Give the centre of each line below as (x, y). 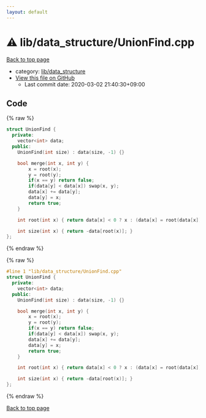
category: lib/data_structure (50, 71)
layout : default (27, 12)
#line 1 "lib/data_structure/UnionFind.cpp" (64, 272)
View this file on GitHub (45, 78)
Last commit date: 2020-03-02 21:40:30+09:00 (85, 84)
